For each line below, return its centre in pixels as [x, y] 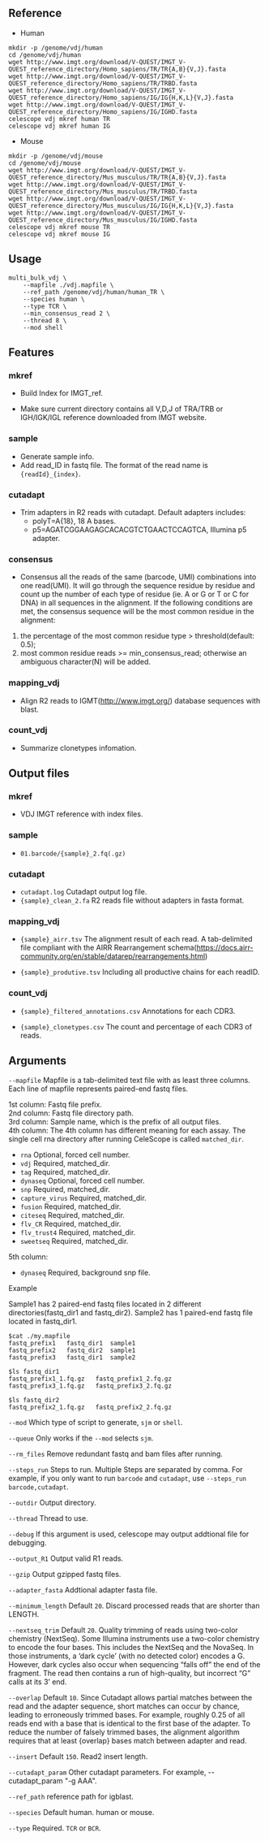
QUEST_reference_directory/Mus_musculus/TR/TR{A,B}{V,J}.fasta [117, 177]
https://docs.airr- [225, 948]
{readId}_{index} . [50, 474]
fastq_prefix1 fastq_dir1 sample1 [72, 1344]
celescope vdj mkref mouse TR [60, 227]
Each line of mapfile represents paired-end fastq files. [98, 1089]
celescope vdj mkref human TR [60, 119]
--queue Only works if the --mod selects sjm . [81, 1438]
